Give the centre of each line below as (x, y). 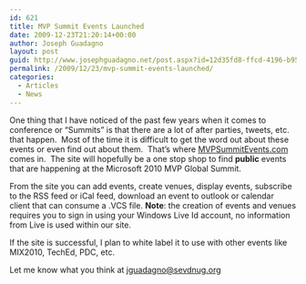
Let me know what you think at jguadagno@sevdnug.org (115, 269)
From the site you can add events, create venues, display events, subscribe (151, 186)
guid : (20, 60)
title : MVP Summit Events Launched (77, 26)
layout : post (34, 52)
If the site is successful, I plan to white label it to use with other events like (148, 242)
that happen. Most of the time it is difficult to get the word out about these (149, 139)
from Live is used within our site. (71, 225)
